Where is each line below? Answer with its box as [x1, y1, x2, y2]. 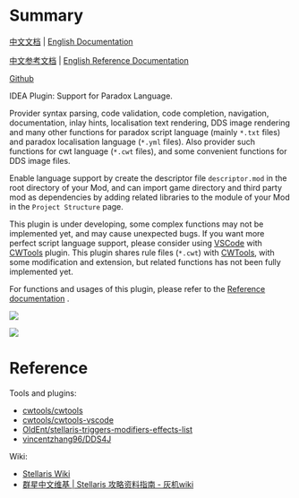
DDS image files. [9, 155, 71, 166]
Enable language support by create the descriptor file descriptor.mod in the [9, 172, 287, 184]
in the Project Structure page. [9, 201, 124, 211]
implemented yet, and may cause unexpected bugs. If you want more [9, 228, 265, 238]
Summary [9, 5, 83, 26]
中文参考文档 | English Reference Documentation [9, 55, 190, 65]
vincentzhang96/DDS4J [21, 434, 112, 444]
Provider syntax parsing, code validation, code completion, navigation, [9, 107, 269, 118]
